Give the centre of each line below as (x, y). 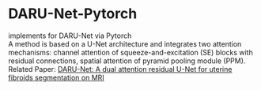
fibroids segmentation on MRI (56, 77)
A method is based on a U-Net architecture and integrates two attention (125, 43)
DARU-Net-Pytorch (73, 14)
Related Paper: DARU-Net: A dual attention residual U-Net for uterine (120, 69)
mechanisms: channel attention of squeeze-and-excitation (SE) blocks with (130, 52)
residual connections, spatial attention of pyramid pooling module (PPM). (127, 61)
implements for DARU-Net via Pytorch (70, 36)
